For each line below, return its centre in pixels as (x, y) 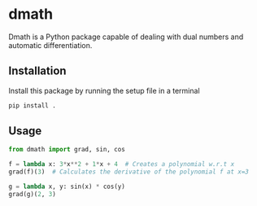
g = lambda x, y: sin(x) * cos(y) (67, 187)
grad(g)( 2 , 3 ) (33, 194)
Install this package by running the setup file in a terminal (105, 90)
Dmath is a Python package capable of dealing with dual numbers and (126, 37)
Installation (37, 71)
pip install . (33, 105)
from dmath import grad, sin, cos (67, 150)
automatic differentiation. (50, 45)
